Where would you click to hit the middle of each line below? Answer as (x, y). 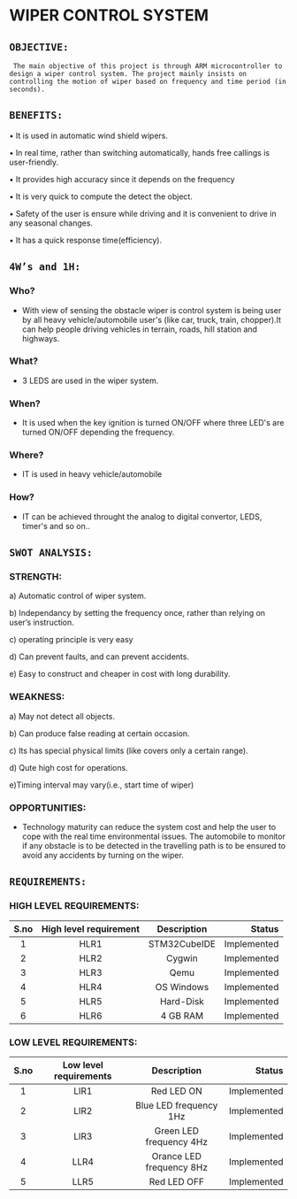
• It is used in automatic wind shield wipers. (88, 135)
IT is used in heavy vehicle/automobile (92, 474)
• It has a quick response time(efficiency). (86, 240)
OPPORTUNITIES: (48, 808)
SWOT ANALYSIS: (51, 553)
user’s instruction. (42, 623)
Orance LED (176, 1156)
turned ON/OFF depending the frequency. (98, 432)
